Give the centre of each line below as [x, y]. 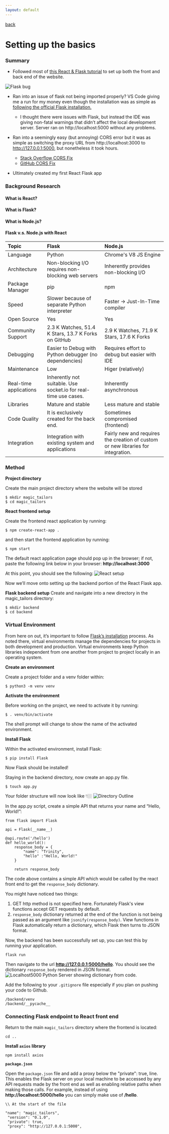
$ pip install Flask [27, 758]
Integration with [65, 436]
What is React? [21, 198]
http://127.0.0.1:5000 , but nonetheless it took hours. [65, 148]
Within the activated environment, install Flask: [54, 749]
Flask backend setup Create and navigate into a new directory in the [77, 593]
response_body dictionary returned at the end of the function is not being [87, 914]
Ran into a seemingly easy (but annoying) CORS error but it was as [81, 137]
